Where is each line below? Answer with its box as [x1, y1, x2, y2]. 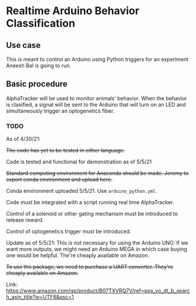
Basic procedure [6, 79, 67, 89]
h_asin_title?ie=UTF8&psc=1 [6, 294, 75, 301]
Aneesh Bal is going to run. [6, 62, 72, 69]
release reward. [6, 216, 44, 223]
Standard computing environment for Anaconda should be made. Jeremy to [6, 170, 189, 177]
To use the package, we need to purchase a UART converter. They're [6, 264, 174, 271]
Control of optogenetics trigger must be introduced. [6, 228, 131, 235]
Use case [6, 40, 41, 50]
